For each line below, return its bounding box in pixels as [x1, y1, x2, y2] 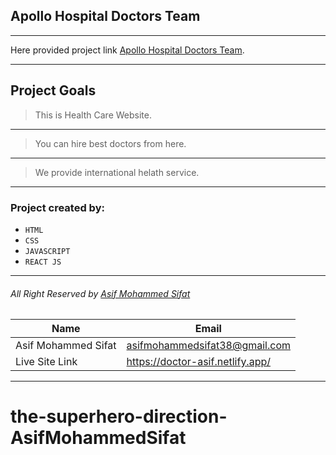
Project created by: [10, 200, 105, 214]
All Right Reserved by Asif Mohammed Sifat [10, 287, 191, 299]
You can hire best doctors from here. [34, 137, 187, 149]
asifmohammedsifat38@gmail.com [126, 339, 292, 353]
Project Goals [10, 82, 97, 99]
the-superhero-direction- [10, 405, 228, 428]
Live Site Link [15, 355, 78, 369]
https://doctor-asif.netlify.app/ [126, 355, 272, 369]
